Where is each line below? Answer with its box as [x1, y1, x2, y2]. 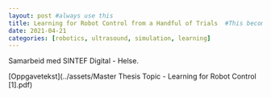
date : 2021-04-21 [8, 26, 67, 34]
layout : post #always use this [8, 11, 114, 20]
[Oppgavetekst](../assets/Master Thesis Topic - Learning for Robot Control [8, 71, 256, 81]
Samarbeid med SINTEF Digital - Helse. [8, 56, 140, 66]
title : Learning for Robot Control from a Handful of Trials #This [8, 19, 244, 27]
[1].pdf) [8, 80, 33, 90]
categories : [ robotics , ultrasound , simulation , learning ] [8, 34, 211, 42]
